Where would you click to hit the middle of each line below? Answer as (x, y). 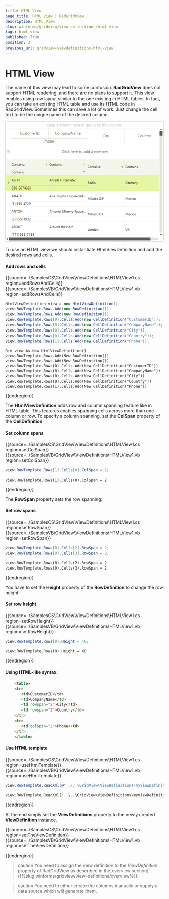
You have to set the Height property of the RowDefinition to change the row (84, 587)
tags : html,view (22, 32)
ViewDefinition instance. (31, 820)
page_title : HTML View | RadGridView (45, 16)
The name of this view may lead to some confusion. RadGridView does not (83, 87)
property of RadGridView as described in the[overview (74, 870)
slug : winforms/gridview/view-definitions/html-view (62, 27)
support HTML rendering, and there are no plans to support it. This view (80, 93)
